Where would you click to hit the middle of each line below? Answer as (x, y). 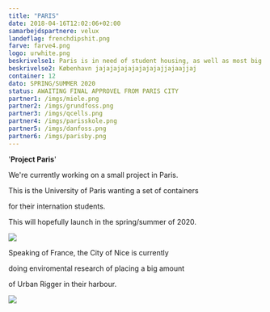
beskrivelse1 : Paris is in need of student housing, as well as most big (135, 61)
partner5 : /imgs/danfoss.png (57, 129)
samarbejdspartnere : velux (54, 31)
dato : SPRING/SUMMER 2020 (52, 83)
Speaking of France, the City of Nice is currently (89, 252)
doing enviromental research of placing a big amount (97, 268)
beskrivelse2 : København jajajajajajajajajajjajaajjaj (103, 69)
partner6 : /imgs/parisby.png (57, 136)
